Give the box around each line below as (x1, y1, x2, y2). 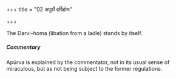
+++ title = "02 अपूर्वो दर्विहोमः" (6, 6, 73, 13)
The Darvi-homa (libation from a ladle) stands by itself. (6, 30, 143, 36)
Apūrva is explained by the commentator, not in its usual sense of (6, 58, 170, 66)
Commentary (6, 43, 41, 51)
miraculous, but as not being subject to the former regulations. (6, 65, 163, 72)
